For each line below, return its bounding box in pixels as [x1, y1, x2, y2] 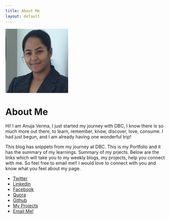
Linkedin [12, 181, 31, 187]
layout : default [5, 13, 40, 19]
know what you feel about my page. [5, 166, 81, 172]
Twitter [12, 175, 28, 182]
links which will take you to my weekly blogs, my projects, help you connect [5, 154, 165, 161]
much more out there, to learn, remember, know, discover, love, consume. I [5, 128, 163, 134]
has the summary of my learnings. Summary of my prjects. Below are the [5, 149, 160, 155]
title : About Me [5, 8, 40, 13]
